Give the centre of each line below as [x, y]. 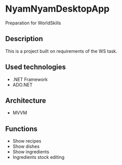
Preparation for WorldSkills [33, 23]
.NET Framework [30, 79]
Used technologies [36, 67]
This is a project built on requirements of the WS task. [61, 51]
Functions [22, 129]
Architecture [26, 100]
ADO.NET [23, 85]
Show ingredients [31, 152]
